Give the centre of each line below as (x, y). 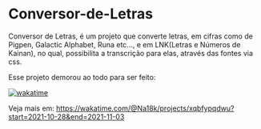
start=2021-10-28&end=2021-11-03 (66, 116)
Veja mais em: (31, 108)
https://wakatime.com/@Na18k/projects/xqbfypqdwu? (145, 108)
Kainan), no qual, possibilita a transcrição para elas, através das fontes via (131, 53)
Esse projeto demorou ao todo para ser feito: (82, 77)
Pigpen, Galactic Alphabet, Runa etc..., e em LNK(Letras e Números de (124, 44)
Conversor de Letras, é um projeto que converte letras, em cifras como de (131, 36)
